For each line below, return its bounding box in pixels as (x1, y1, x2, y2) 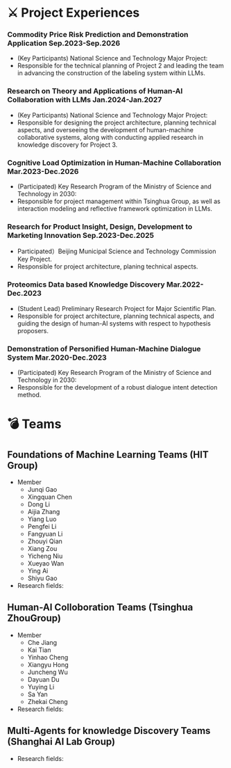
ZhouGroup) (7, 612, 61, 624)
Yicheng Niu (27, 552, 63, 560)
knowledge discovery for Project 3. (17, 141, 118, 149)
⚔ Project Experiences (7, 5, 140, 21)
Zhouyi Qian (27, 537, 62, 545)
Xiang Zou (27, 544, 58, 552)
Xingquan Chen (27, 493, 73, 501)
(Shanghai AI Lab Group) (7, 736, 116, 748)
